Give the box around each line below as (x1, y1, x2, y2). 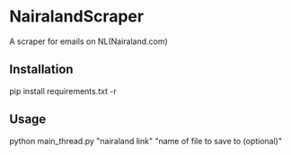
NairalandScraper (9, 6, 145, 27)
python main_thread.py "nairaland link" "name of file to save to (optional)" (9, 135, 283, 146)
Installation (9, 62, 74, 77)
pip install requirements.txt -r (9, 85, 117, 96)
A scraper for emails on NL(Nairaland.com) (9, 36, 168, 47)
